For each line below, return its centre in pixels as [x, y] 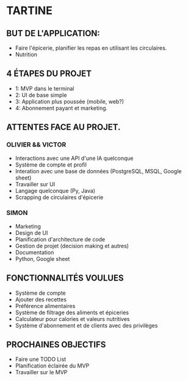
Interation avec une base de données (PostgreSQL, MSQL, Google [98, 171]
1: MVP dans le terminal [45, 88]
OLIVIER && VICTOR [36, 145]
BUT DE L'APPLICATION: [53, 33]
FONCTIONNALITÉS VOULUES [65, 278]
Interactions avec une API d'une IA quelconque [74, 158]
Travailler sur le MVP [41, 372]
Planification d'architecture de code [60, 239]
